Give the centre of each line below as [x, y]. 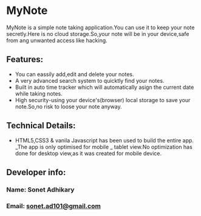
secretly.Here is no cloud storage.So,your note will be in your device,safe [98, 33]
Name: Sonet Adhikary [40, 189]
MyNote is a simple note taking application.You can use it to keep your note [101, 27]
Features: [25, 59]
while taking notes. [39, 93]
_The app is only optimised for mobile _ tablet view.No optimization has [104, 147]
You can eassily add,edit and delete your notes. [74, 74]
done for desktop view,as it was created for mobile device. [88, 153]
